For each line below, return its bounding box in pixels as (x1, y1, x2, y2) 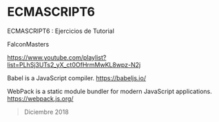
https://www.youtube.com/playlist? (7, 53, 107, 62)
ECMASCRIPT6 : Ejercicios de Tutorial (7, 27, 115, 35)
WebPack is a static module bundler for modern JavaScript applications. (7, 87, 212, 95)
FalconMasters (7, 40, 50, 48)
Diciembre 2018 (23, 108, 69, 116)
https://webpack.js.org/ (7, 94, 74, 103)
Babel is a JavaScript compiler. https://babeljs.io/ (7, 73, 147, 82)
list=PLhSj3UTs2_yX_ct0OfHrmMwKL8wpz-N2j (7, 60, 141, 69)
